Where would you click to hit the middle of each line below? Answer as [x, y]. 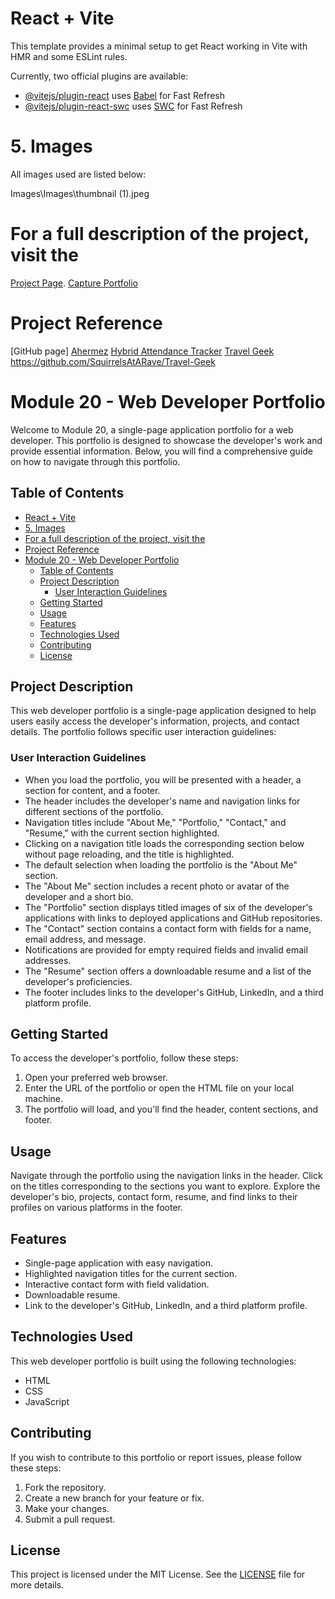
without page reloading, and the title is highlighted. [129, 854]
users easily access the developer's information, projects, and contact [155, 721]
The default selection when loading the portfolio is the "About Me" [161, 864]
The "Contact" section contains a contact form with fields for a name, [168, 928]
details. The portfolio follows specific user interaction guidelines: [143, 732]
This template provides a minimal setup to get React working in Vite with [159, 46]
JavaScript [47, 1401]
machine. [44, 1099]
